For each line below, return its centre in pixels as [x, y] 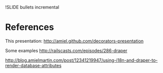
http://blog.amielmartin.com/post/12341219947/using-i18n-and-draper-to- [81, 60]
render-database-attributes [33, 65]
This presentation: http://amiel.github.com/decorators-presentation [74, 41]
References [29, 27]
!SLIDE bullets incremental [32, 7]
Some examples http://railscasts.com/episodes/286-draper [66, 50]
